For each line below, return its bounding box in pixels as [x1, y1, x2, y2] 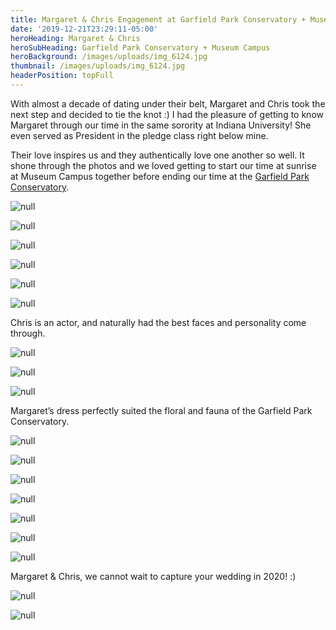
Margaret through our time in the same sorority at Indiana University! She [10, 119, 312, 131]
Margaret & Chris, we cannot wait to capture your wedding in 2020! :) [10, 570, 297, 582]
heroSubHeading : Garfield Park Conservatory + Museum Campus [10, 42, 271, 53]
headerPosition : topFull [10, 71, 114, 81]
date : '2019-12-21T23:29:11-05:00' [10, 24, 159, 34]
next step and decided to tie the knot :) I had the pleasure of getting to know [10, 108, 324, 120]
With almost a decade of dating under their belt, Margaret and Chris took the [10, 97, 326, 110]
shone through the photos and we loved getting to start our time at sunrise [10, 159, 317, 171]
